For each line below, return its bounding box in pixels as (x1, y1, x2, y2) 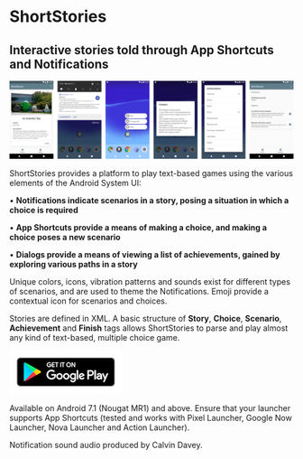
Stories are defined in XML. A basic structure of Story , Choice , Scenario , (9, 314, 282, 324)
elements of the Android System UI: (9, 178, 142, 189)
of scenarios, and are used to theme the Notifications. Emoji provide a (9, 286, 269, 297)
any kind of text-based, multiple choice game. (9, 333, 180, 343)
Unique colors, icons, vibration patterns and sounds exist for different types (9, 276, 291, 287)
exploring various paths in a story (9, 259, 138, 270)
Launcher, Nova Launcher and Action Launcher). (9, 422, 190, 433)
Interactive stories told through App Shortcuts (9, 42, 274, 58)
